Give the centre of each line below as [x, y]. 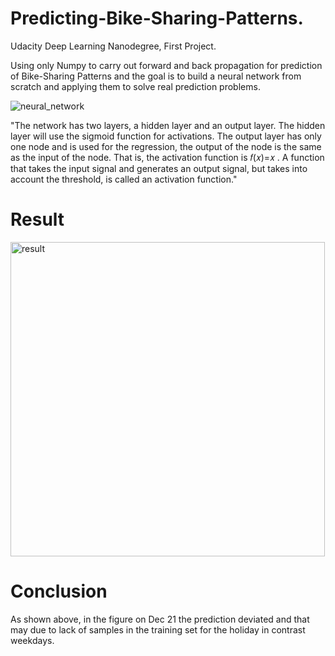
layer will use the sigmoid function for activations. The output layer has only [166, 136]
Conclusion [59, 591]
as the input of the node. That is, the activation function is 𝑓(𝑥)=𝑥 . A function [167, 157]
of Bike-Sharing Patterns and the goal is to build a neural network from [156, 76]
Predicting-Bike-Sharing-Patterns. [157, 18]
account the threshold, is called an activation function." [124, 179]
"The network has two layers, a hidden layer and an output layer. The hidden [168, 125]
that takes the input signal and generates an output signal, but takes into [159, 168]
